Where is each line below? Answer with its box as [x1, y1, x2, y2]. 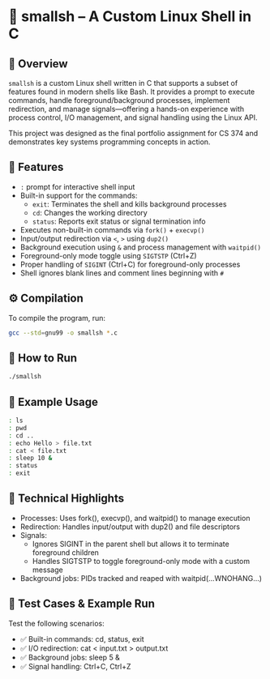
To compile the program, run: [8, 313, 106, 322]
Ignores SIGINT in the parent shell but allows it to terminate [32, 539, 229, 549]
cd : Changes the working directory [32, 207, 148, 217]
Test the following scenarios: [8, 618, 105, 628]
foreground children [32, 547, 100, 557]
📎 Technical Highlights [8, 492, 124, 506]
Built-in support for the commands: [19, 190, 138, 200]
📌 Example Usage [8, 395, 99, 408]
